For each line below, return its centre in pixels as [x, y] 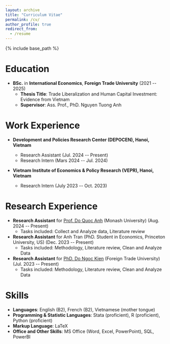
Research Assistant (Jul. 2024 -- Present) [64, 155]
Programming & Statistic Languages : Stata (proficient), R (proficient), [86, 315]
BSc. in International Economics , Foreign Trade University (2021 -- [84, 83]
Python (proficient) [32, 320]
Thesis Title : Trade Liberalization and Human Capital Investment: [89, 94]
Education [27, 69]
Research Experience [52, 206]
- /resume [20, 34]
